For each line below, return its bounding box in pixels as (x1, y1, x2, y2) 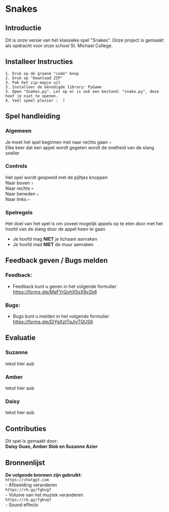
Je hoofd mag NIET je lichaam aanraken (12, 236, 97, 242)
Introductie (5, 24, 42, 32)
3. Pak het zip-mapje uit (5, 80, 60, 85)
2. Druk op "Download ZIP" (5, 75, 63, 81)
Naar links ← (5, 196, 30, 202)
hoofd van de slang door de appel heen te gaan (5, 226, 105, 232)
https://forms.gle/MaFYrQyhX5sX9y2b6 (12, 288, 97, 295)
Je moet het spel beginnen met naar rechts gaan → (5, 139, 112, 145)
